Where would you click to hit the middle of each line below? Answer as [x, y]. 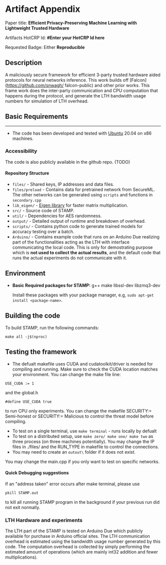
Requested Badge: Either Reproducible [45, 47]
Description [23, 63]
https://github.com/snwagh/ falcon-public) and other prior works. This [78, 85]
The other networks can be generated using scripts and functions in [83, 195]
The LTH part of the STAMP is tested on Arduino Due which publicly [74, 531]
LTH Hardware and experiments [44, 520]
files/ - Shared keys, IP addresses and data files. [63, 185]
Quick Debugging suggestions [37, 473]
